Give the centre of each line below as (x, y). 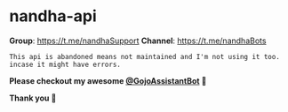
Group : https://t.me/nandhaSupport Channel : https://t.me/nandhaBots (138, 41)
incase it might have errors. (65, 64)
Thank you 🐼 (33, 98)
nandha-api (53, 16)
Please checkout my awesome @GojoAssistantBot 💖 (108, 80)
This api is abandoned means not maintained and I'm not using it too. (144, 56)
